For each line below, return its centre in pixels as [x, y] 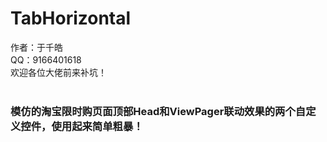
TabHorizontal [71, 18]
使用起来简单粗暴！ [97, 126]
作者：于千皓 [36, 47]
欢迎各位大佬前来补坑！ [58, 72]
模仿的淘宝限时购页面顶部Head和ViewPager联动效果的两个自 [158, 111]
